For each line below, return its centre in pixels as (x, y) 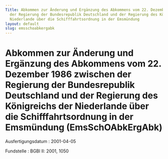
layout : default (22, 24)
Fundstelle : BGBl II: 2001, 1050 (37, 151)
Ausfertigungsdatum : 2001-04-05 (41, 141)
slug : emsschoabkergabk (30, 28)
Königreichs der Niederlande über (77, 106)
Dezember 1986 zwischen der (68, 74)
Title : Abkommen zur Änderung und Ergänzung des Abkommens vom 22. (77, 10)
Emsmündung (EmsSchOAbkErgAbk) (84, 127)
